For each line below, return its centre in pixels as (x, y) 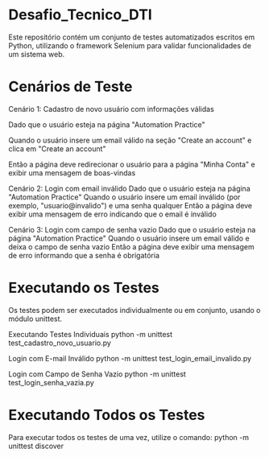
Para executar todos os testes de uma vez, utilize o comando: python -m (129, 437)
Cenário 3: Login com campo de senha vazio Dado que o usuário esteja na (132, 229)
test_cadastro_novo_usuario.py (60, 343)
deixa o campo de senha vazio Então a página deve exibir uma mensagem (132, 246)
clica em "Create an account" (57, 148)
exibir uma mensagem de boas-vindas (72, 173)
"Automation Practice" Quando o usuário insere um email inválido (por (124, 197)
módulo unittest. (35, 319)
